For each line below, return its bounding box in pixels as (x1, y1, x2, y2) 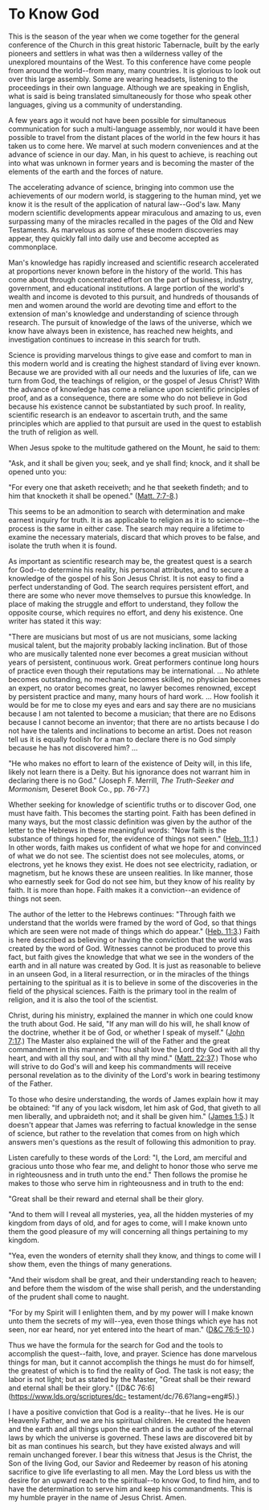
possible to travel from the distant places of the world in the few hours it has (8, 132, 261, 142)
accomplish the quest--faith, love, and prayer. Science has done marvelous (8, 1348, 258, 1358)
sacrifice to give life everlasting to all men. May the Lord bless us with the (8, 1467, 251, 1476)
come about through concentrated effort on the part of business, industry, (8, 274, 254, 284)
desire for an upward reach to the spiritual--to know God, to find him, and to (8, 1475, 260, 1485)
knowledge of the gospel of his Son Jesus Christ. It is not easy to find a (8, 573, 245, 583)
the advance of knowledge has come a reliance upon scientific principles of (8, 384, 259, 394)
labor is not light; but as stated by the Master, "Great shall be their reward (8, 1374, 251, 1384)
